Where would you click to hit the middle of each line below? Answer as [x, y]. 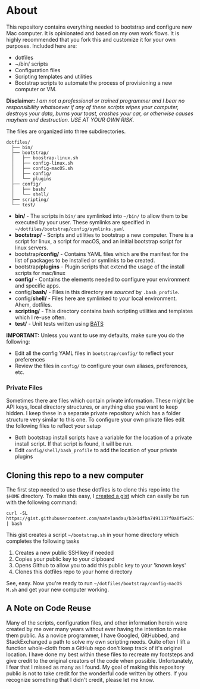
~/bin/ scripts [31, 64]
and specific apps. [37, 285]
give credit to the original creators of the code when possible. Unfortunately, [100, 660]
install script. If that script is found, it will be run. [74, 444]
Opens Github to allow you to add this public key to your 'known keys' [100, 566]
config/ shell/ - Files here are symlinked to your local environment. [96, 298]
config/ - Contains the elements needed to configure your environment [102, 279]
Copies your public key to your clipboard [65, 559]
